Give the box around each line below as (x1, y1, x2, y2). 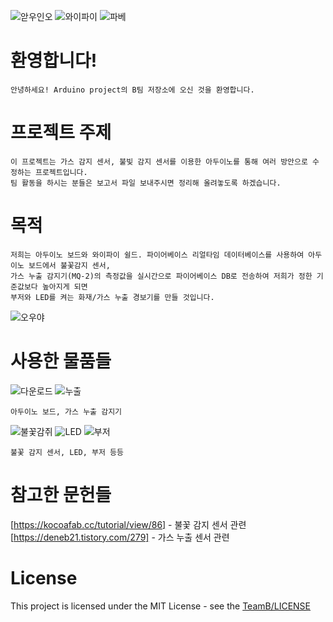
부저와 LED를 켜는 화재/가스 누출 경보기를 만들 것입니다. (10, 292, 215, 302)
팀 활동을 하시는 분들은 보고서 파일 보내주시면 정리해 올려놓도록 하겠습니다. (10, 178, 282, 188)
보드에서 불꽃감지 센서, (28, 260, 111, 270)
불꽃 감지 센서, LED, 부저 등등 (10, 447, 124, 457)
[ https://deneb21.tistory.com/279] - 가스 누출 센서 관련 (10, 531, 230, 543)
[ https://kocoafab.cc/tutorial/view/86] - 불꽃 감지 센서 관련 (10, 518, 247, 530)
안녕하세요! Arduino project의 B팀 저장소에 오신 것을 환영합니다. (10, 85, 255, 95)
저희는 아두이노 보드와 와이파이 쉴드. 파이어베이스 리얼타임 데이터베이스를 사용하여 (10, 250, 305, 260)
